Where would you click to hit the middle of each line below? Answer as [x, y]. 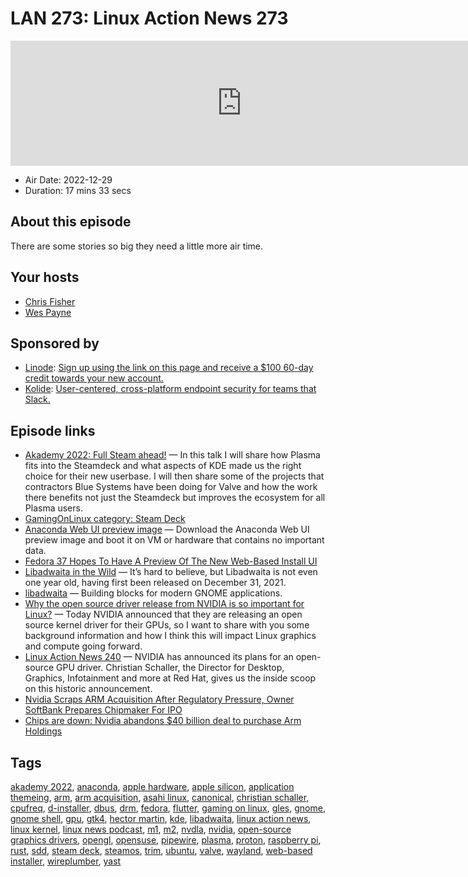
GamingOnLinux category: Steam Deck [105, 519]
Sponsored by [55, 343]
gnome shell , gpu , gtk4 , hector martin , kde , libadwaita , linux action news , [161, 818]
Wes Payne [48, 312]
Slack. [37, 399]
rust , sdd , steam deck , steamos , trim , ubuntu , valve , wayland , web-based [161, 850]
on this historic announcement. [88, 689]
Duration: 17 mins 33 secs [78, 190]
